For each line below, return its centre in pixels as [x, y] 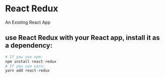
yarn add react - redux [27, 71]
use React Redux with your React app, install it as [82, 38]
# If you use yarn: [25, 66]
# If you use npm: [24, 57]
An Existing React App [28, 22]
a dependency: [29, 46]
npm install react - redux [31, 61]
